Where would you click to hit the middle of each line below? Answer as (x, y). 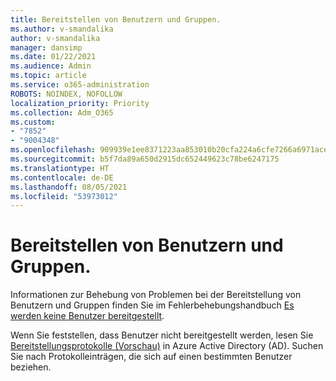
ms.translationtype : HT (60, 168)
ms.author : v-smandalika (62, 29)
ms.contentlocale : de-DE (62, 177)
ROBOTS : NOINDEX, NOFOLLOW (66, 94)
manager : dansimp (46, 47)
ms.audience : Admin (51, 66)
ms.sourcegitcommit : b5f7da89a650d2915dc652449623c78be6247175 (145, 159)
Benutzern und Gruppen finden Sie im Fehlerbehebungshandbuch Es (152, 305)
